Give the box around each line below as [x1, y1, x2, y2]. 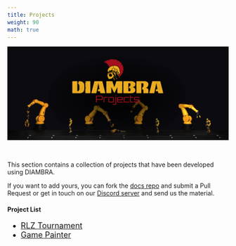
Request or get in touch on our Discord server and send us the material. [7, 189, 215, 197]
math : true [7, 26, 39, 33]
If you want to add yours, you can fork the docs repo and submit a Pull [7, 181, 211, 190]
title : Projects [7, 11, 55, 18]
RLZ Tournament [20, 221, 83, 231]
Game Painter [20, 230, 72, 240]
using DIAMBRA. [7, 168, 55, 176]
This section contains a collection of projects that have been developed [7, 160, 214, 169]
